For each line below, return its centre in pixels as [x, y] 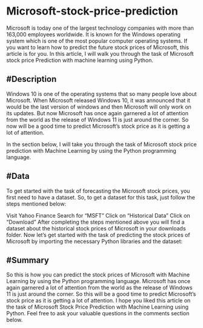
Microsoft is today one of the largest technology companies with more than [100, 28]
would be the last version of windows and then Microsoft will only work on [99, 107]
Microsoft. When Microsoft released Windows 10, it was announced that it [98, 100]
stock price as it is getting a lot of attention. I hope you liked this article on [98, 301]
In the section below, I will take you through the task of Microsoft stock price [101, 144]
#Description [32, 79]
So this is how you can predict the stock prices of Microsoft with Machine [98, 275]
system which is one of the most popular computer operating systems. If [97, 41]
